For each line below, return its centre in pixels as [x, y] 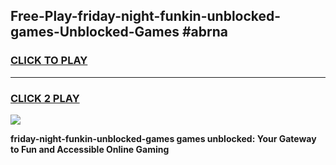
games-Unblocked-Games [95, 32]
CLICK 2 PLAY [45, 98]
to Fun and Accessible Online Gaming [90, 149]
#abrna [204, 32]
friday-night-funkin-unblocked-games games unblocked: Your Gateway [163, 138]
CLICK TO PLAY [49, 61]
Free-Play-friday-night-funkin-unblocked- [146, 16]
